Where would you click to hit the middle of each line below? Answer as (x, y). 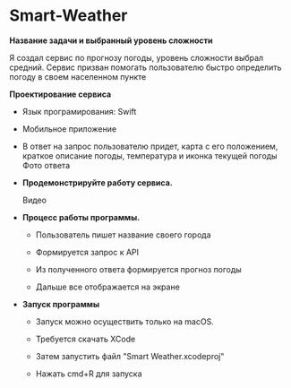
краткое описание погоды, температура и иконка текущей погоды (150, 155)
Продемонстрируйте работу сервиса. (97, 182)
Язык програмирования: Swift (79, 111)
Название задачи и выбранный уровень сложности (111, 40)
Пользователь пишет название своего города (124, 235)
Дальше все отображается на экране (108, 287)
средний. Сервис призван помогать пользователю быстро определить (145, 67)
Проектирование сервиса (60, 94)
